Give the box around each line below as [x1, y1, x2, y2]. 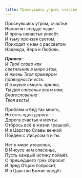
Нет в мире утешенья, [5, 142, 51, 147]
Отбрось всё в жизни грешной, [5, 122, 70, 128]
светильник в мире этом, [5, 66, 58, 72]
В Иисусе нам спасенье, [5, 147, 56, 153]
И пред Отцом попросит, [5, 162, 57, 168]
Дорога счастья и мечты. [5, 117, 58, 123]
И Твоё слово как [5, 61, 42, 67]
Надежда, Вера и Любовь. [5, 46, 60, 52]
